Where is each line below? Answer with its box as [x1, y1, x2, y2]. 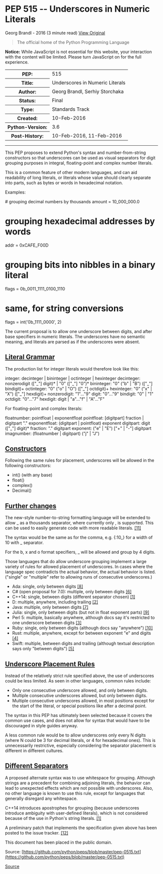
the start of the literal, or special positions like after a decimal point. [12, 703, 147, 709]
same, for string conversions [5, 303, 124, 314]
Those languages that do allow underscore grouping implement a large [5, 559, 147, 564]
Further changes [5, 502, 57, 510]
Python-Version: [7, 123, 48, 130]
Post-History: [11, 133, 44, 139]
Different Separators [5, 762, 69, 770]
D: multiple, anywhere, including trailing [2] [12, 599, 98, 605]
